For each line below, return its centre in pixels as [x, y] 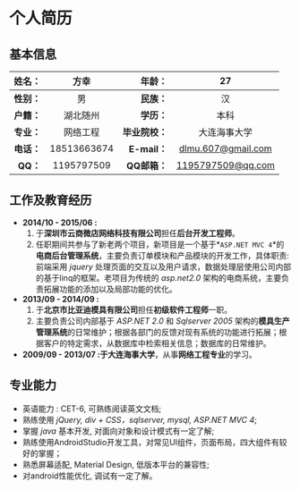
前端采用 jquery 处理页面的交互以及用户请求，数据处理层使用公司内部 [163, 266]
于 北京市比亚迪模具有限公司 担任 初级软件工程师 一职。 [134, 309]
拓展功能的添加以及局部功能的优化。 [110, 289]
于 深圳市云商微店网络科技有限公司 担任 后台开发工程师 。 [137, 232]
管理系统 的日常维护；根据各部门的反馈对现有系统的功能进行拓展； [157, 332]
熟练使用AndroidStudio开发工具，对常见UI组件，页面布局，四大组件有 [151, 442]
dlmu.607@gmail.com [225, 148]
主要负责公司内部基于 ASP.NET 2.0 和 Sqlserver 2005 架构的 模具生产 [163, 321]
